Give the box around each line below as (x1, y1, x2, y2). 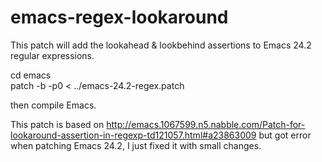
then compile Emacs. (10, 99, 97, 111)
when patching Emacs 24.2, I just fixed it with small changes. (10, 139, 262, 151)
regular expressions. (10, 49, 95, 61)
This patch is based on (10, 118, 105, 130)
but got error (258, 129, 312, 141)
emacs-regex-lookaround (10, 6, 229, 29)
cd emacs (10, 69, 52, 81)
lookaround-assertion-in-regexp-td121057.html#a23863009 (10, 129, 257, 141)
